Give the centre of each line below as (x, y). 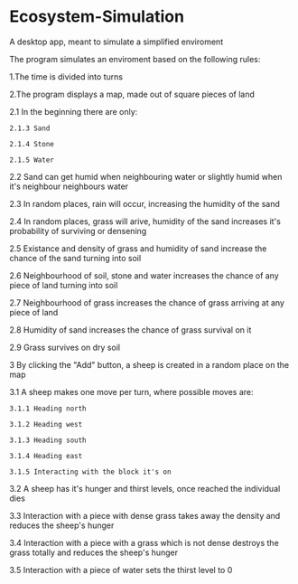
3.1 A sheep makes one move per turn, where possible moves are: (132, 391)
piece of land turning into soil (64, 285)
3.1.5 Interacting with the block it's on (90, 472)
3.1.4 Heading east (46, 456)
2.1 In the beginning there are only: (74, 111)
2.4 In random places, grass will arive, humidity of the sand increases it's (145, 221)
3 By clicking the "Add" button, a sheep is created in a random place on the (149, 364)
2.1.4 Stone (32, 144)
